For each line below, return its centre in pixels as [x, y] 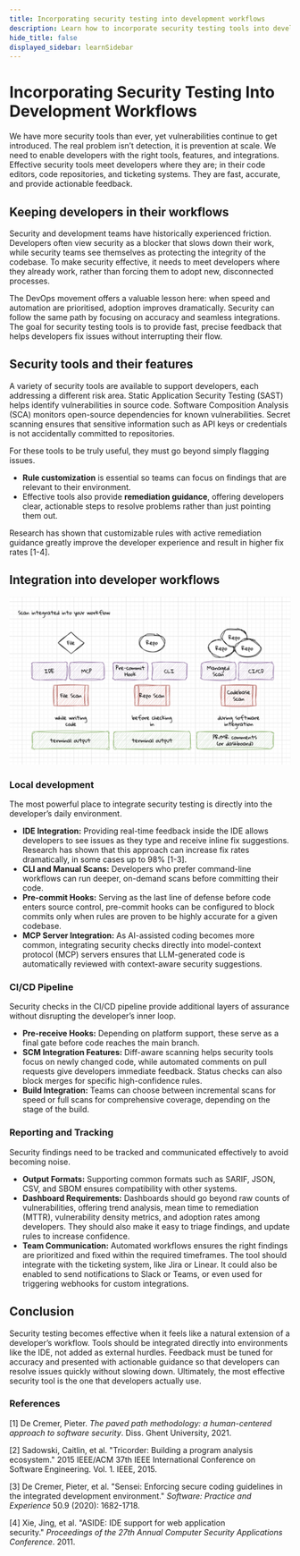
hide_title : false [43, 38]
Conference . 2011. [42, 1542]
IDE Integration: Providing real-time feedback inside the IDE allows [146, 831]
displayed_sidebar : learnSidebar [71, 47]
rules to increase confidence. [76, 1236]
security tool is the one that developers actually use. [105, 1381]
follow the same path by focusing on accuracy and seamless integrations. [145, 317]
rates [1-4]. [30, 552]
